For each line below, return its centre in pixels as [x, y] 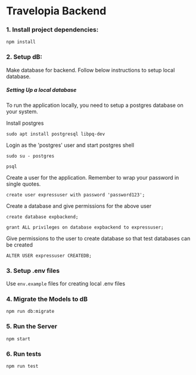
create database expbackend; [42, 217]
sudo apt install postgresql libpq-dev [56, 134]
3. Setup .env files [33, 271]
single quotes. [24, 184]
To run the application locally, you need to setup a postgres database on [95, 105]
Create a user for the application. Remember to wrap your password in [93, 177]
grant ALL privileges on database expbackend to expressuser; [85, 227]
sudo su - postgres [30, 156]
